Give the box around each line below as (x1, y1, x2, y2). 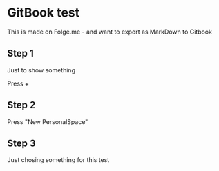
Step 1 (7, 48, 35, 59)
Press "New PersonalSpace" (7, 117, 88, 125)
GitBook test (7, 5, 80, 21)
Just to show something (7, 66, 76, 74)
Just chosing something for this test (7, 156, 110, 164)
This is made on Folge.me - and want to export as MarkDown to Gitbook (7, 28, 213, 36)
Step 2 (7, 99, 36, 111)
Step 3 (7, 137, 36, 149)
